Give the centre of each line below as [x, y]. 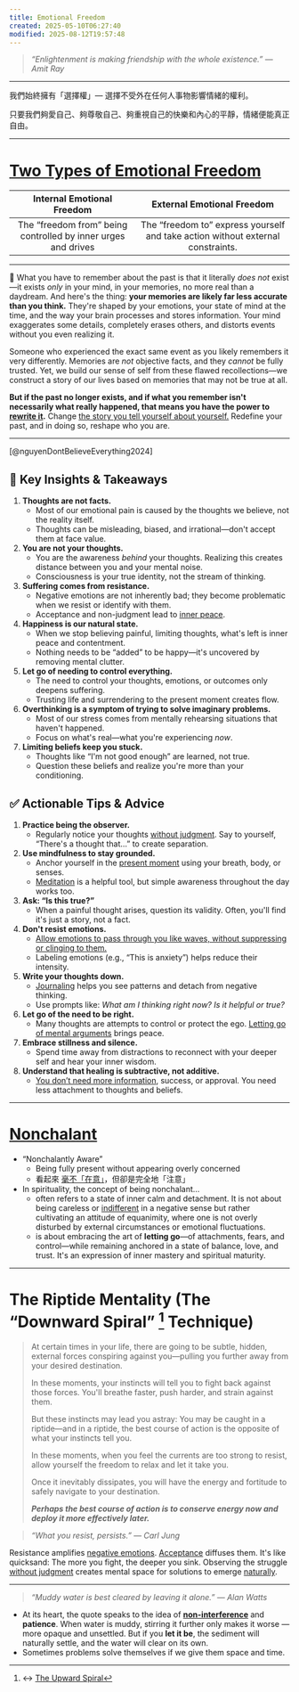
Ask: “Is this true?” [58, 900]
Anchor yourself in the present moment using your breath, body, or [158, 862]
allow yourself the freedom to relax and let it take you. [129, 1465]
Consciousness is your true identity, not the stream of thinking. [150, 576]
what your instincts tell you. [81, 1438]
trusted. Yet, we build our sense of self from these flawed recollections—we [148, 371]
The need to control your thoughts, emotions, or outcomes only [152, 681]
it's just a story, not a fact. [83, 920]
